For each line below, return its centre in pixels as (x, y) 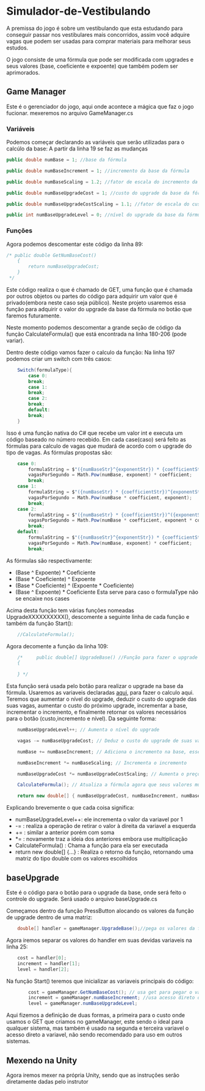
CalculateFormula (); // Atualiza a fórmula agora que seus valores (105, 785)
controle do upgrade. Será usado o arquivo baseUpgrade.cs (82, 899)
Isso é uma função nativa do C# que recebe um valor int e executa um (95, 433)
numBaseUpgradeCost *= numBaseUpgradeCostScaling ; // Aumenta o (101, 774)
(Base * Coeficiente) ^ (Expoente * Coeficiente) (74, 585)
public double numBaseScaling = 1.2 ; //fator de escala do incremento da (102, 182)
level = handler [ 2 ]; (43, 969)
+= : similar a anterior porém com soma (65, 832)
